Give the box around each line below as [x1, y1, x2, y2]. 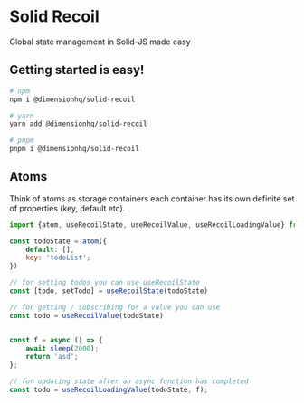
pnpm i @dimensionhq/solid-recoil [9, 145, 140, 154]
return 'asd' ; [25, 352, 79, 361]
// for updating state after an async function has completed [9, 377, 249, 386]
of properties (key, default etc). [9, 202, 126, 213]
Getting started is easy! [9, 62, 145, 78]
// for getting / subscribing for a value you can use [9, 303, 221, 312]
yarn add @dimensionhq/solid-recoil [9, 119, 147, 128]
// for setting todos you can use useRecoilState [9, 278, 201, 287]
